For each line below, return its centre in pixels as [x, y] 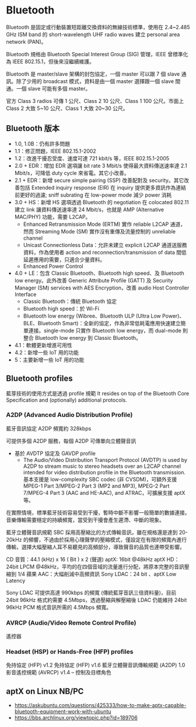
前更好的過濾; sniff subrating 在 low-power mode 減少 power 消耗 [93, 195]
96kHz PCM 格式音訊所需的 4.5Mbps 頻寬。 [59, 607]
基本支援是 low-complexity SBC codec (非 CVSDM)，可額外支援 [100, 479]
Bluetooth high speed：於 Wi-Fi [61, 308]
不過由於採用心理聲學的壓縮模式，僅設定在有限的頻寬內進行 [115, 539]
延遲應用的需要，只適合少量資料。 [64, 259]
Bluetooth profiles [39, 379]
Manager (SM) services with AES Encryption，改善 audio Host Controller [102, 288]
